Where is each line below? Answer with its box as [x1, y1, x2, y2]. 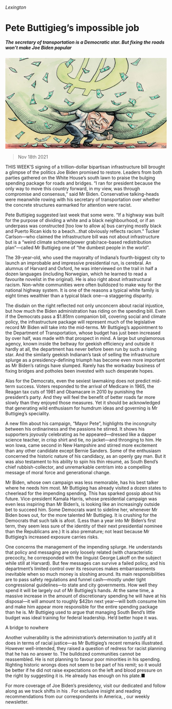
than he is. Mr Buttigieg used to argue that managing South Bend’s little [5, 609, 155, 615]
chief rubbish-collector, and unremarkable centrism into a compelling [5, 464, 152, 470]
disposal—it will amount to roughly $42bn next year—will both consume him [5, 598, 166, 604]
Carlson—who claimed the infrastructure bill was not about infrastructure [5, 234, 160, 240]
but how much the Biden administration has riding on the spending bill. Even [5, 308, 166, 314]
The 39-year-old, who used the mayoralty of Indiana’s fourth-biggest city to [5, 254, 165, 261]
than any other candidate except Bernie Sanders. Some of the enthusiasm [5, 448, 161, 454]
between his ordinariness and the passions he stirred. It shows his [5, 426, 145, 432]
